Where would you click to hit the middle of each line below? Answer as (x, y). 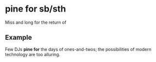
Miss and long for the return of (36, 22)
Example (19, 38)
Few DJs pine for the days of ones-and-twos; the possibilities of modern (78, 49)
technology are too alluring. (33, 54)
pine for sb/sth (36, 9)
